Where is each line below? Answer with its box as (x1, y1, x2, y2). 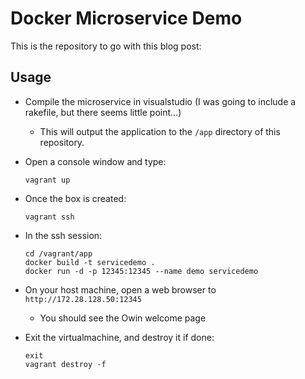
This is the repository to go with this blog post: (10, 40, 202, 52)
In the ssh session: (24, 229, 103, 241)
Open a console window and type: (24, 155, 167, 167)
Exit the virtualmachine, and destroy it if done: (24, 331, 215, 343)
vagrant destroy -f (24, 359, 107, 369)
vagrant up (24, 175, 71, 185)
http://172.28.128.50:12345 (24, 294, 142, 304)
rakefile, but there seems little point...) (24, 106, 182, 118)
